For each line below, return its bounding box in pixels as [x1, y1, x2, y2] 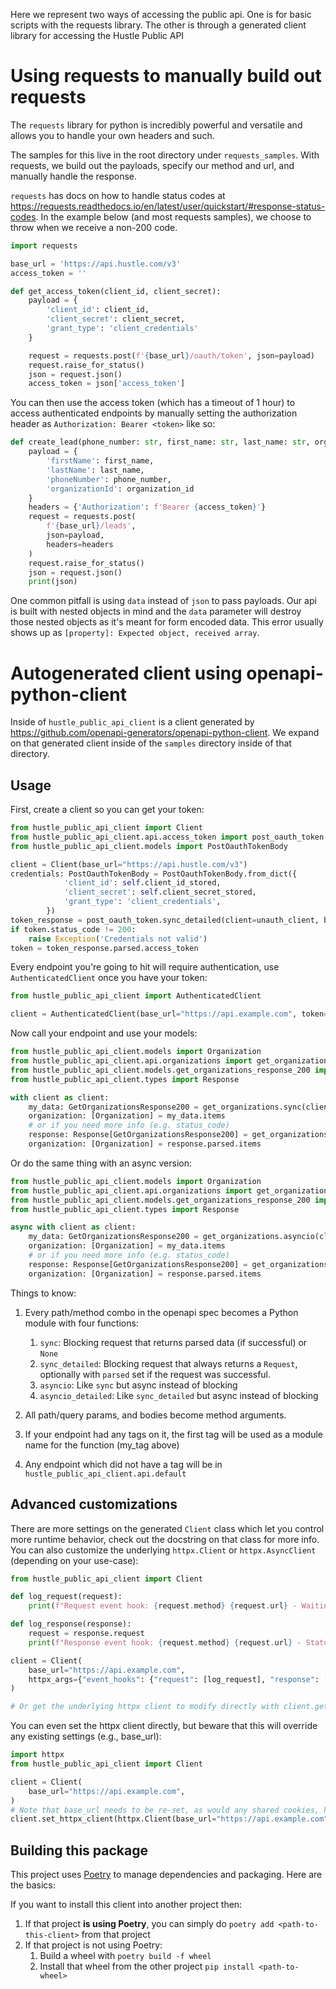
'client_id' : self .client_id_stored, [63, 878, 222, 888]
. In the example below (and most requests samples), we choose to [35, 210, 312, 223]
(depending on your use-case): [10, 1554, 139, 1566]
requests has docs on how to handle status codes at [10, 189, 226, 201]
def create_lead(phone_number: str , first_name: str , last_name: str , [10, 437, 311, 448]
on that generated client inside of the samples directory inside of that [10, 737, 292, 749]
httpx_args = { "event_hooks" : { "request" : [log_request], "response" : [28, 1674, 320, 1684]
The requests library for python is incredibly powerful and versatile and [10, 119, 303, 131]
